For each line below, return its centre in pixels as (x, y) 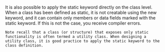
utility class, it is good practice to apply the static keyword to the (82, 41)
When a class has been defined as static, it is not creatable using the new (81, 12)
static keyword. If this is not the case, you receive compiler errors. (73, 23)
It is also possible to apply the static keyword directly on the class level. (79, 7)
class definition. (24, 45)
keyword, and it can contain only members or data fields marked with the (80, 18)
